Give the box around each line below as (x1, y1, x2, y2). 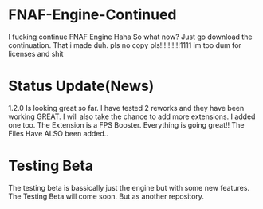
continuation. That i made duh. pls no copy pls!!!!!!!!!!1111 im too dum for (8, 40, 241, 49)
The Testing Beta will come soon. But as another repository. (8, 191, 205, 201)
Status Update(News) (8, 77, 155, 95)
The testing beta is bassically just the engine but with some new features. (8, 183, 249, 192)
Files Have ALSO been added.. (8, 128, 109, 138)
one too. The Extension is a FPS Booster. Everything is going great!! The (8, 120, 245, 129)
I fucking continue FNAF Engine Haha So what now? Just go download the (8, 32, 253, 41)
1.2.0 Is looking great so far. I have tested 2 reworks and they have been (8, 103, 245, 112)
